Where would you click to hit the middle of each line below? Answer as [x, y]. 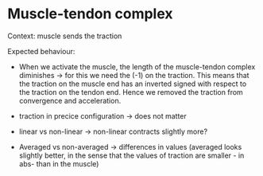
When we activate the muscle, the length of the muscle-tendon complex [137, 66]
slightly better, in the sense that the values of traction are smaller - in [131, 155]
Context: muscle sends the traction [65, 36]
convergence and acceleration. [70, 100]
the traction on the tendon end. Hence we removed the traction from [131, 92]
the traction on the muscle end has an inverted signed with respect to [133, 84]
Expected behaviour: [41, 51]
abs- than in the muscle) [59, 163]
